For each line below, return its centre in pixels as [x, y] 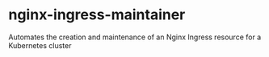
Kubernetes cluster [40, 45]
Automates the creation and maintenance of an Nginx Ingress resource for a [135, 37]
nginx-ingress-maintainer [97, 15]
